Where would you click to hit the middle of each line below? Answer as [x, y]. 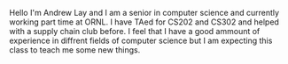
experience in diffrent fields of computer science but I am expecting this [141, 40]
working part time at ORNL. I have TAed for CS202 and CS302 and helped [144, 22]
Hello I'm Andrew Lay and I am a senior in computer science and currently [144, 13]
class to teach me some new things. [75, 50]
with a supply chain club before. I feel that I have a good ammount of [135, 31]
